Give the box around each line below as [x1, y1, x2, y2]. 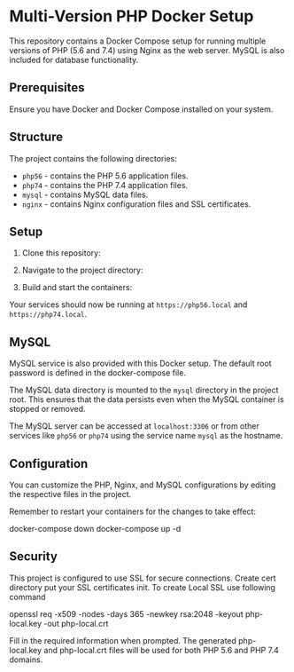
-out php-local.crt [43, 618, 109, 629]
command [9, 591, 46, 602]
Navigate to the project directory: [21, 265, 143, 276]
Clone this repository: [21, 248, 101, 258]
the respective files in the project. [9, 489, 132, 499]
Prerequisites [9, 80, 85, 95]
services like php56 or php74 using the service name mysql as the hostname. [9, 431, 283, 441]
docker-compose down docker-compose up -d [9, 524, 182, 534]
